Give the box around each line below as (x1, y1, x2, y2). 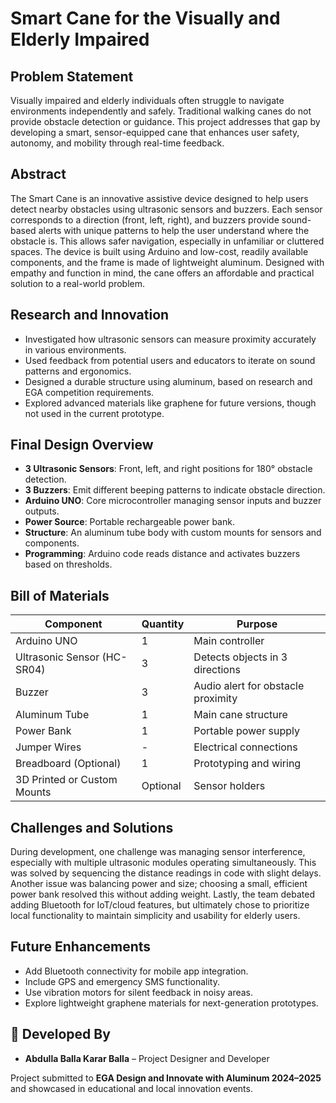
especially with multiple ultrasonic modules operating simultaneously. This (10, 857, 317, 869)
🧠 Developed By (10, 1026, 111, 1043)
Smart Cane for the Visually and (10, 7, 281, 30)
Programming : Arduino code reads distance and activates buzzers (24, 548, 301, 560)
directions (193, 663, 241, 677)
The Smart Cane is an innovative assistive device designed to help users (10, 192, 309, 204)
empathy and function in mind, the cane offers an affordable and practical (10, 267, 315, 279)
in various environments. (24, 343, 127, 356)
